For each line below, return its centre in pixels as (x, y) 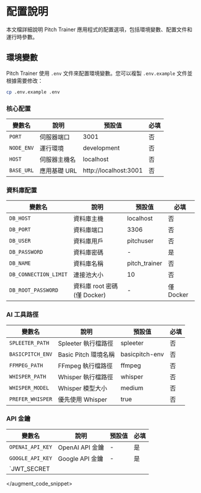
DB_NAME (20, 263)
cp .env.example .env (33, 92)
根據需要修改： (25, 80)
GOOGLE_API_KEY (31, 458)
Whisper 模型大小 (83, 388)
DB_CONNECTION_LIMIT (38, 275)
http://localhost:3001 (113, 170)
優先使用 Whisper (83, 400)
